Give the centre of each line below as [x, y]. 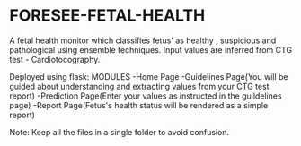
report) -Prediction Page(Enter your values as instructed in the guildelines [146, 96]
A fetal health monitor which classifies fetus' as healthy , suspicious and [143, 40]
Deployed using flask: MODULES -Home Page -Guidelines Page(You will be [149, 76]
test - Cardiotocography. [55, 59]
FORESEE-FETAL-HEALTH [107, 16]
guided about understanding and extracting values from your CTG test [139, 86]
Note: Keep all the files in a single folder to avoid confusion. [120, 132]
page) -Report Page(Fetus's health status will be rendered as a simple [139, 105]
